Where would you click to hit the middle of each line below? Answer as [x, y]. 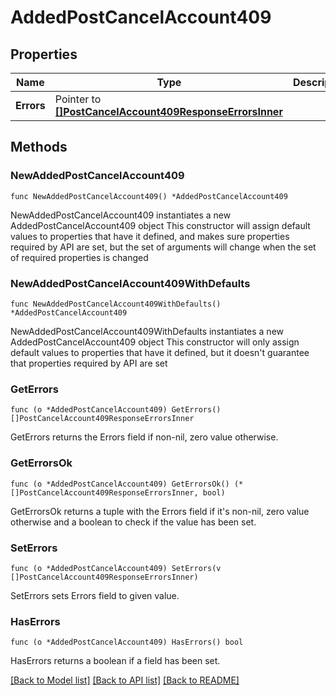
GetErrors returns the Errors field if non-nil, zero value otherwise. [144, 437]
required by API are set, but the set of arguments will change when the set [163, 247]
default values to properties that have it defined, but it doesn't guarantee [160, 352]
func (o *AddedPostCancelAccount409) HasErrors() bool [127, 642]
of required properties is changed [79, 257]
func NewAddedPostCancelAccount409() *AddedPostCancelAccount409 [149, 196]
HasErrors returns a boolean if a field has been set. [115, 661]
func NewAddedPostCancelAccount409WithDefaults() [116, 304]
